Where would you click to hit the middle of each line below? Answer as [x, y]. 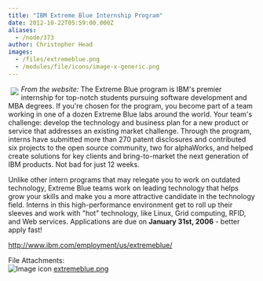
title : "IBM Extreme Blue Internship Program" [86, 15]
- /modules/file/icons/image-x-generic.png [87, 67]
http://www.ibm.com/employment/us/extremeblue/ [90, 245]
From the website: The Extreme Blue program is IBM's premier [121, 89]
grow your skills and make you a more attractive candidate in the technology [131, 196]
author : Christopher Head [50, 45]
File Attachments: [37, 260]
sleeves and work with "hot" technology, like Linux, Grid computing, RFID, [127, 213]
